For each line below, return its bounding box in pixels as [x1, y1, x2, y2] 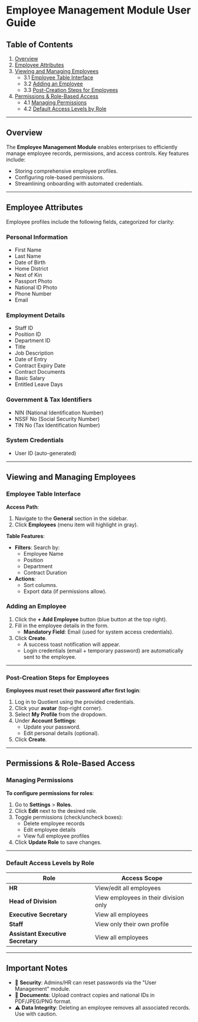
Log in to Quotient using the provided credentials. [14, 698, 136, 705]
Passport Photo [14, 278, 52, 285]
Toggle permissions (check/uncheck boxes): [14, 813, 123, 820]
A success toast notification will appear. [23, 641, 121, 648]
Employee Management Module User [6, 4, 192, 17]
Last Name [14, 252, 41, 259]
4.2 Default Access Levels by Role [23, 106, 107, 112]
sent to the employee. [23, 653, 77, 660]
